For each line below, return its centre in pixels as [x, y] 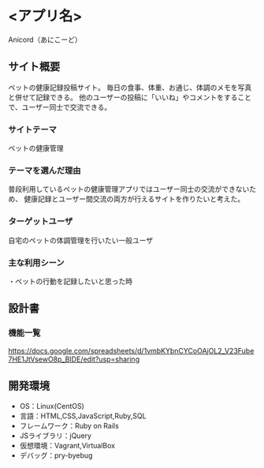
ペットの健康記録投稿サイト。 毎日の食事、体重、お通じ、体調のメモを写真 [130, 87]
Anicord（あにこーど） [45, 39]
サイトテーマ [33, 129]
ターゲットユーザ [41, 222]
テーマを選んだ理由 [45, 170]
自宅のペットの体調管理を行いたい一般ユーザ [81, 240]
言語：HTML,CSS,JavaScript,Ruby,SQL [83, 416]
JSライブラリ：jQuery [56, 436]
